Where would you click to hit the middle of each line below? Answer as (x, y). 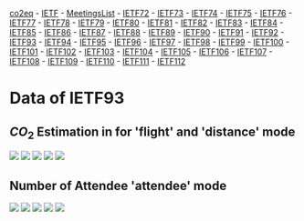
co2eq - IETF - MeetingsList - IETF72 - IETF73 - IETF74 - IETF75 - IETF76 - (151, 13)
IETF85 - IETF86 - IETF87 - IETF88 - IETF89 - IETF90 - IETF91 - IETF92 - (147, 32)
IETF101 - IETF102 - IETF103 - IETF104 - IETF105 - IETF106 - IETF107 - (141, 52)
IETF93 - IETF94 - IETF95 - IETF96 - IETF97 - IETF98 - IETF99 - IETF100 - (150, 42)
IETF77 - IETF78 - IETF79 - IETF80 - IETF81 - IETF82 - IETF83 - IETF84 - (147, 23)
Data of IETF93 (67, 98)
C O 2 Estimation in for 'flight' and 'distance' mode (152, 133)
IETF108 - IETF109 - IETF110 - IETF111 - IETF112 (98, 61)
